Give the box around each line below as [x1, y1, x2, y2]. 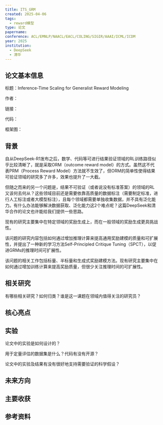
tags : [5, 16, 16, 21]
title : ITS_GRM [5, 7, 36, 12]
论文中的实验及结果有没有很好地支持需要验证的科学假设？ [5, 361, 120, 367]
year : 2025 [5, 39, 27, 44]
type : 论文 [5, 25, 26, 30]
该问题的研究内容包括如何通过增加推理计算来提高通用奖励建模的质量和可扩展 [5, 235, 158, 241]
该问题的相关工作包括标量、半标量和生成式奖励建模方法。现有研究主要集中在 [5, 258, 158, 263]
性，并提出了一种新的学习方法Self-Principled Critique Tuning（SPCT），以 [5, 241, 152, 247]
